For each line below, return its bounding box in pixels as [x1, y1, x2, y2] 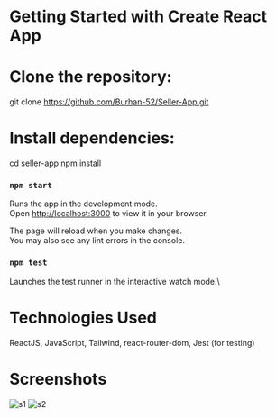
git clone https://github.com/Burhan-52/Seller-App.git [9, 96, 209, 107]
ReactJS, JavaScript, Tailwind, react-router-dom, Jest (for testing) [9, 337, 255, 348]
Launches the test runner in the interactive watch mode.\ [9, 276, 221, 286]
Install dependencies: [9, 128, 176, 149]
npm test [9, 258, 48, 268]
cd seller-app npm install [9, 158, 102, 168]
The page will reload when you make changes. [9, 225, 183, 236]
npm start [9, 180, 52, 190]
